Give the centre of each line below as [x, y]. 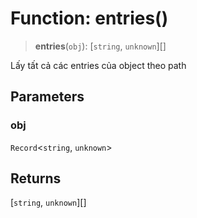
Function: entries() [89, 18]
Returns [36, 178]
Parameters [47, 97]
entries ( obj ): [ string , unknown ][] [100, 46]
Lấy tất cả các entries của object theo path [98, 65]
